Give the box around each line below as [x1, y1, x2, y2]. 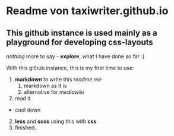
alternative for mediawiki [23, 88, 85, 96]
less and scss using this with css [14, 118, 97, 125]
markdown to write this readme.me [14, 76, 102, 83]
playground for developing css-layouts [6, 37, 153, 47]
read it [14, 95, 31, 102]
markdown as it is [23, 82, 67, 89]
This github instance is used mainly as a [6, 28, 157, 38]
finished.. [14, 124, 38, 131]
